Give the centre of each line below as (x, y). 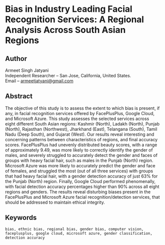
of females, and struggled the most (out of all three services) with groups (79, 171)
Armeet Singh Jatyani (27, 70)
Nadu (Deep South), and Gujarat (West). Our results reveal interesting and (80, 134)
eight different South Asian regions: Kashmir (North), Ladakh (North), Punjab (82, 123)
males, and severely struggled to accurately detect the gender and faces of (82, 155)
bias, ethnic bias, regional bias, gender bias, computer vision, (74, 229)
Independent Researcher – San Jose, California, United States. (68, 76)
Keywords (21, 218)
